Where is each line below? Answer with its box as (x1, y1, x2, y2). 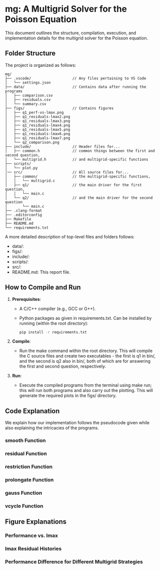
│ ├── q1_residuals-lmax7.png (5, 136, 70, 140)
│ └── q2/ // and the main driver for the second (5, 195, 153, 200)
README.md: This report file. (12, 269, 71, 275)
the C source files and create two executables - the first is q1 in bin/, (19, 353, 156, 359)
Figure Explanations (5, 518, 67, 526)
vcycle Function (5, 502, 44, 509)
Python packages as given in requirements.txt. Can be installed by (19, 315, 152, 321)
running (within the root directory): (19, 320, 89, 326)
